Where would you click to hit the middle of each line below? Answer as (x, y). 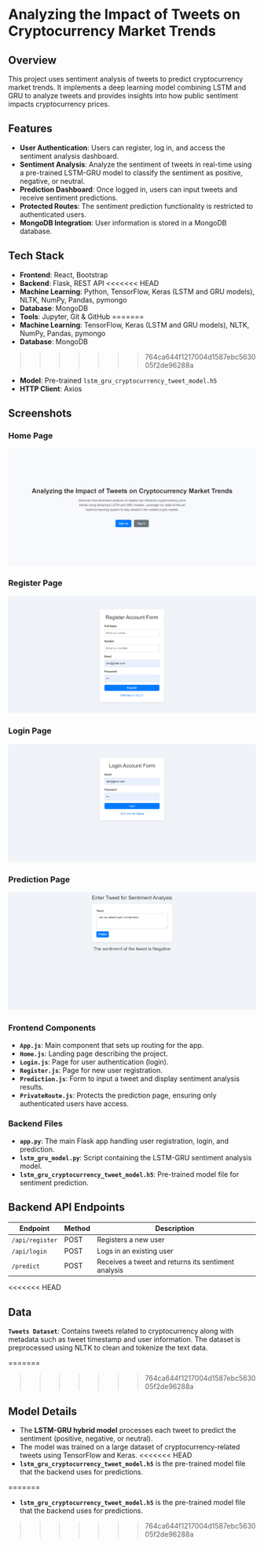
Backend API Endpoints (67, 1207)
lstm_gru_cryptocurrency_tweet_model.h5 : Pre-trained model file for (129, 1174)
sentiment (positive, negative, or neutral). (86, 1438)
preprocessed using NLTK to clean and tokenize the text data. (108, 1348)
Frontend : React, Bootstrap (64, 275)
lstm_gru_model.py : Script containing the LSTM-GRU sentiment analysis (136, 1157)
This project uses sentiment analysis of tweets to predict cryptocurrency (126, 79)
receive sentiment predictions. (69, 197)
